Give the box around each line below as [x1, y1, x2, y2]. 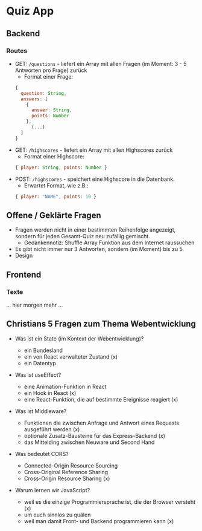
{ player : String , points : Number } [14, 165, 107, 171]
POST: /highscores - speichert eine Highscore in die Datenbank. [14, 175, 175, 183]
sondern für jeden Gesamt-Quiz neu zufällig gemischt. [14, 233, 151, 240]
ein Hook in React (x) [24, 389, 77, 397]
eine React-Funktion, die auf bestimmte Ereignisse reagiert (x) [24, 396, 178, 403]
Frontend [6, 269, 42, 279]
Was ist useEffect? [14, 371, 62, 379]
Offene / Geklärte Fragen [6, 210, 101, 220]
